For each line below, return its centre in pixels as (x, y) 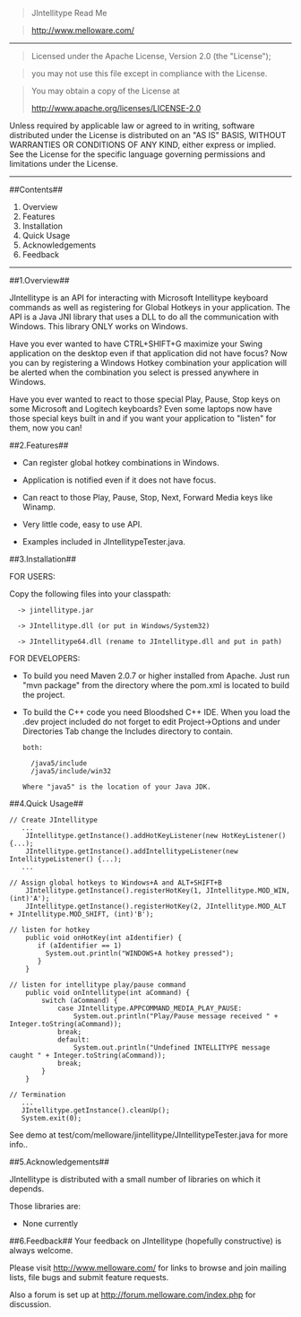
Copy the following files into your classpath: (90, 594)
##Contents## (36, 189)
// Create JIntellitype (54, 820)
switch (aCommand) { (80, 1000)
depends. (27, 1189)
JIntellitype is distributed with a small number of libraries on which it (135, 1179)
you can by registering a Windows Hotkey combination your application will (148, 363)
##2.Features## (39, 445)
